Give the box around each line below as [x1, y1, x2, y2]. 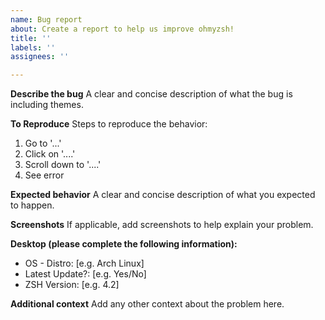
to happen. [10, 199, 55, 211]
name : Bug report [10, 14, 83, 25]
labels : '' [10, 42, 56, 53]
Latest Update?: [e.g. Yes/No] [24, 268, 147, 280]
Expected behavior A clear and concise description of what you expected [10, 189, 316, 201]
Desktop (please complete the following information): [10, 238, 238, 250]
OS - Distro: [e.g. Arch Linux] [24, 257, 145, 270]
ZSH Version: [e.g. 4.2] [24, 279, 120, 291]
